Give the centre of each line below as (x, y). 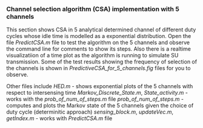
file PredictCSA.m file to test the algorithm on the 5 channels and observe (98, 43)
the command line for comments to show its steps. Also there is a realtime (98, 49)
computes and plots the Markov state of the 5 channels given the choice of (100, 106)
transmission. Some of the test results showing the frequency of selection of (102, 62)
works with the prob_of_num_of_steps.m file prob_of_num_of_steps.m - (95, 99)
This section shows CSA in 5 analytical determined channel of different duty (101, 30)
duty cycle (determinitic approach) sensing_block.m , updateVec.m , (90, 112)
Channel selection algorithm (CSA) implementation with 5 (93, 9)
